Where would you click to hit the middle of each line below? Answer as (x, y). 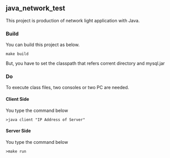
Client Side (17, 99)
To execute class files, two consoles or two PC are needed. (68, 88)
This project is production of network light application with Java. (73, 20)
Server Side (18, 131)
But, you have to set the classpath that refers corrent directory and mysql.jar (85, 63)
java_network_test (35, 8)
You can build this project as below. (43, 45)
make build (17, 54)
